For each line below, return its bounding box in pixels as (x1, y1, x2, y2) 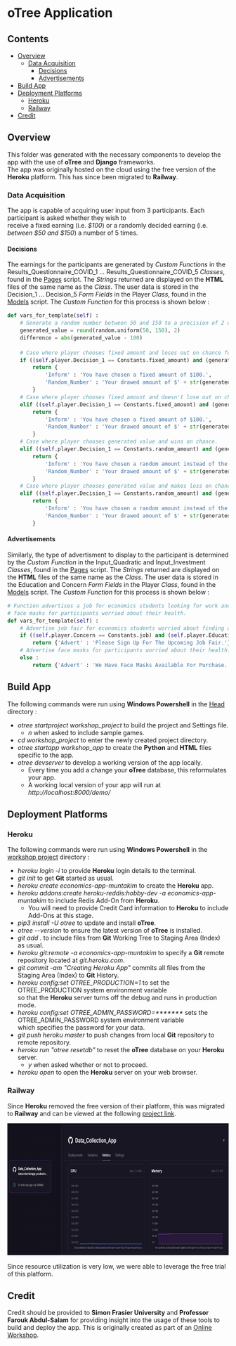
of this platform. (7, 1269, 54, 1278)
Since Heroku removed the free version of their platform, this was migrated (7, 1101, 225, 1110)
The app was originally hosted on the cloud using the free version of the (7, 165, 216, 174)
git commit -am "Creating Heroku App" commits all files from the (17, 964, 206, 972)
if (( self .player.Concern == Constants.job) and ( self (20, 632, 184, 639)
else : (20, 654, 39, 661)
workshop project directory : (7, 853, 90, 862)
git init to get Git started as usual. (17, 874, 114, 883)
